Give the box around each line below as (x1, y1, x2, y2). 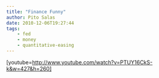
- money (17, 37, 36, 43)
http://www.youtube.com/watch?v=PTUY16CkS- (32, 58, 153, 66)
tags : (6, 25, 20, 32)
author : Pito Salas (6, 14, 56, 20)
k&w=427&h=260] (6, 65, 52, 72)
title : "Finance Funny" (6, 8, 67, 15)
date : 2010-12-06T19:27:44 (6, 20, 74, 26)
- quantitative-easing (17, 43, 74, 49)
